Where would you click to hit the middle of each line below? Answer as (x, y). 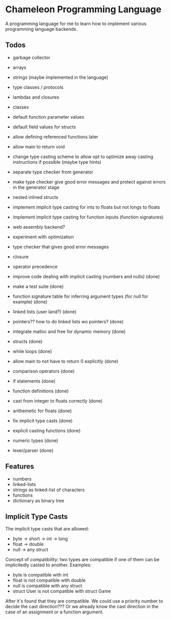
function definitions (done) (41, 391)
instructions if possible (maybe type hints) (57, 162)
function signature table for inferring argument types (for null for (80, 296)
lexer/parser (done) (33, 450)
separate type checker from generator (53, 172)
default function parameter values (48, 117)
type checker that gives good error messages (61, 247)
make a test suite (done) (38, 286)
